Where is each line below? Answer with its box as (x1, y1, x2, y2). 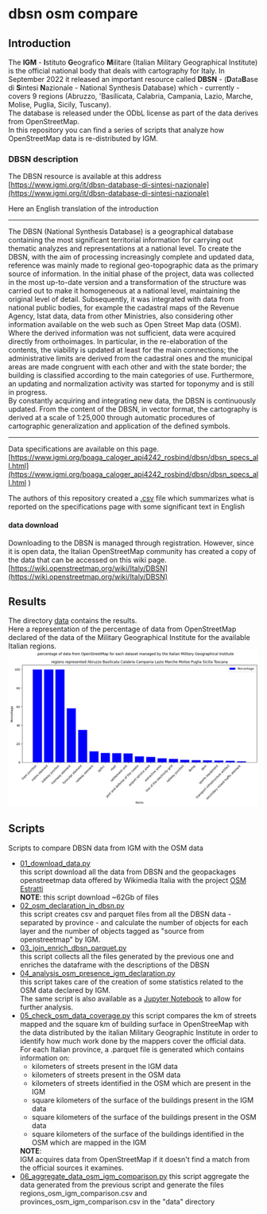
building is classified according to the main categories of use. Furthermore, (8, 371, 254, 381)
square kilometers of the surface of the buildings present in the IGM (31, 1095, 254, 1105)
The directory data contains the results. (8, 616, 137, 626)
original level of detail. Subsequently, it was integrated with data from (8, 295, 235, 304)
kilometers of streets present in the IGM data (31, 1061, 179, 1071)
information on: (19, 1052, 70, 1063)
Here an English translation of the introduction (8, 204, 159, 213)
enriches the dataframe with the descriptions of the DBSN (19, 960, 210, 970)
